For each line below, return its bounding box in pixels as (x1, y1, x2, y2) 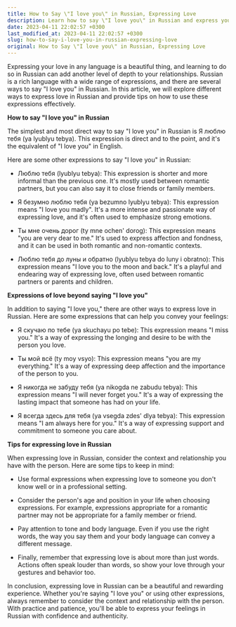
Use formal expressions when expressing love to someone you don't (17, 475, 216, 483)
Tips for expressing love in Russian (7, 441, 112, 448)
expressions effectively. (7, 100, 76, 108)
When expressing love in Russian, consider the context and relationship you (7, 454, 227, 462)
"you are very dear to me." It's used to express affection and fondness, (17, 234, 223, 242)
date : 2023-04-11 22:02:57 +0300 (7, 23, 105, 30)
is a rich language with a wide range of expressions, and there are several (7, 77, 221, 85)
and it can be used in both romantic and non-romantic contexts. (17, 241, 202, 250)
